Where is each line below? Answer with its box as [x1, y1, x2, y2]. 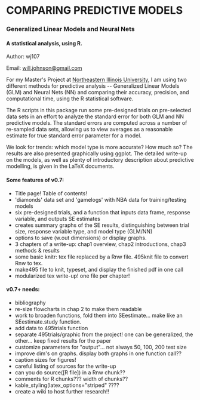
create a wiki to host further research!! [14, 387, 109, 395]
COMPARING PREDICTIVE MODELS [6, 4, 183, 17]
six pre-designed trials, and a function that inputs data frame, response [14, 208, 190, 216]
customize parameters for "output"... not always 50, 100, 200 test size [14, 343, 187, 350]
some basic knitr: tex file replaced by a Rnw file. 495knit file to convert [14, 253, 189, 260]
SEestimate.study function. [14, 318, 82, 325]
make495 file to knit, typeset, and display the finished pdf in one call [14, 266, 184, 273]
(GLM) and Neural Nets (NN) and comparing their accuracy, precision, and [6, 89, 189, 96]
